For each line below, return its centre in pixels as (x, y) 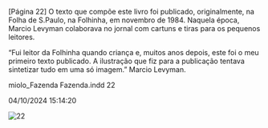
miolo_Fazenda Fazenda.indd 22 (62, 85)
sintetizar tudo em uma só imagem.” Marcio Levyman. (97, 70)
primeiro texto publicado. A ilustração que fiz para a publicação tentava (126, 61)
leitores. (22, 37)
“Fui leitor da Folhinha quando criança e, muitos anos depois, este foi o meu (134, 52)
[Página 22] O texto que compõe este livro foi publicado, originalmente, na (132, 12)
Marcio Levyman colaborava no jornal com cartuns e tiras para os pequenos (134, 28)
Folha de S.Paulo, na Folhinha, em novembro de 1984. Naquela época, (124, 20)
